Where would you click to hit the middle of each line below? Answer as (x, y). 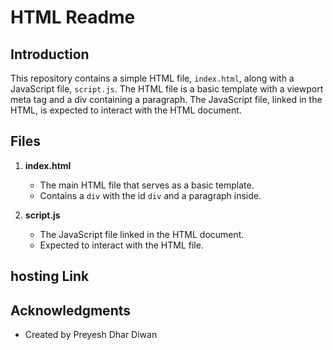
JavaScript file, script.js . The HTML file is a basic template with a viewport (167, 89)
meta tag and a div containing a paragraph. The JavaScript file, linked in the (166, 99)
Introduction (50, 54)
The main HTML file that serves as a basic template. (147, 185)
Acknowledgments (71, 310)
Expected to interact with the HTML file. (121, 245)
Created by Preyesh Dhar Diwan (91, 335)
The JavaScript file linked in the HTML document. (142, 234)
